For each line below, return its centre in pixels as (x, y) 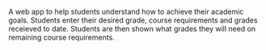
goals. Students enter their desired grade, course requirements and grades (133, 20)
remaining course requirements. (61, 37)
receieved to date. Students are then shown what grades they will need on (132, 29)
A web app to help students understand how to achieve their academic (126, 12)
